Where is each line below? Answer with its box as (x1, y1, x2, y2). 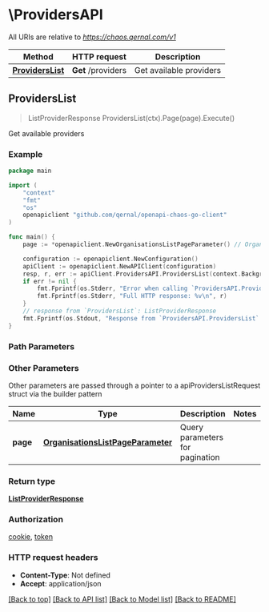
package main (8, 167, 52, 175)
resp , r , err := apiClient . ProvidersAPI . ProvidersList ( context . (22, 270, 242, 278)
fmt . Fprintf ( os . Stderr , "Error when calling (37, 284, 188, 293)
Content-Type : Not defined (19, 570, 110, 580)
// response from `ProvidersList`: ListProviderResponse (22, 307, 217, 316)
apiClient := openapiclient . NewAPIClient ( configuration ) (22, 262, 217, 270)
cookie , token (8, 532, 54, 542)
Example (8, 148, 43, 159)
